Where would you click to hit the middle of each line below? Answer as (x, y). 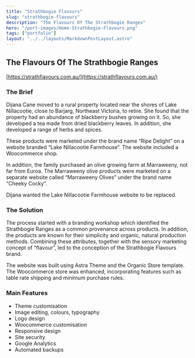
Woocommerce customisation (51, 325)
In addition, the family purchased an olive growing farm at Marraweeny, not (97, 165)
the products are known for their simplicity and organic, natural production (96, 235)
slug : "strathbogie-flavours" (43, 17)
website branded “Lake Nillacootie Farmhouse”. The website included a (92, 147)
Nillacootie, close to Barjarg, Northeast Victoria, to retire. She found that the (97, 111)
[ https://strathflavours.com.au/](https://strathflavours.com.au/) (82, 76)
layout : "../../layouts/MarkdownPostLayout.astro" (69, 39)
